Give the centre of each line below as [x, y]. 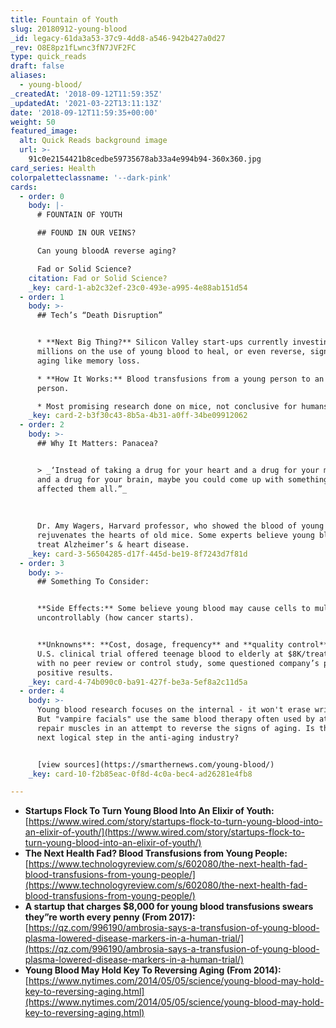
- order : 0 [42, 196]
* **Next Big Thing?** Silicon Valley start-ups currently [162, 342]
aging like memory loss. [88, 361]
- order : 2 [42, 425]
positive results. [75, 672]
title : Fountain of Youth [64, 19]
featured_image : [44, 131]
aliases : [28, 76]
